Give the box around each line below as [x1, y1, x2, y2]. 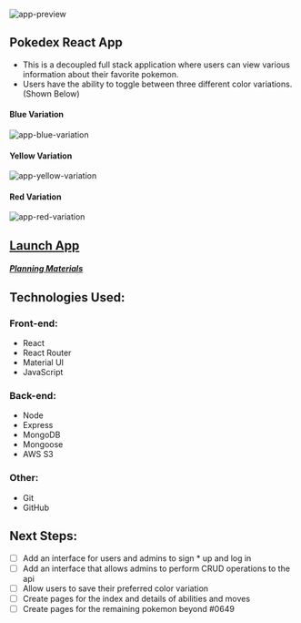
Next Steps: [9, 528, 77, 544]
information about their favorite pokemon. [22, 68, 179, 79]
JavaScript [22, 367, 64, 378]
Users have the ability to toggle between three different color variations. [22, 78, 293, 89]
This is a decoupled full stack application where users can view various [22, 59, 291, 70]
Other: [9, 472, 39, 485]
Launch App [9, 238, 80, 253]
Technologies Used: [9, 290, 125, 305]
